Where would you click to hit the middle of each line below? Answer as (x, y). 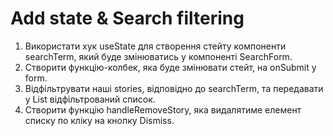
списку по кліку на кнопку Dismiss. (99, 120)
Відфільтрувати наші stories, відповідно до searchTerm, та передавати (174, 88)
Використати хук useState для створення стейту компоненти (155, 46)
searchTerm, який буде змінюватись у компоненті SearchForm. (158, 56)
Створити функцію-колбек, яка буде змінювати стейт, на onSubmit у (170, 67)
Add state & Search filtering (127, 18)
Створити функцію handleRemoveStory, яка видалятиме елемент (163, 109)
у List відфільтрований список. (90, 99)
